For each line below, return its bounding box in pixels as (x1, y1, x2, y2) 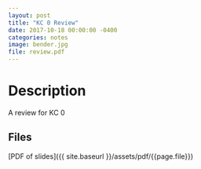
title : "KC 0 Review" (8, 19, 79, 27)
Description (8, 82, 86, 100)
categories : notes (8, 33, 68, 42)
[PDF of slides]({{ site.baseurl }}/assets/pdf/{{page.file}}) (8, 151, 194, 161)
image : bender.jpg (8, 41, 68, 49)
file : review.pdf (8, 48, 65, 56)
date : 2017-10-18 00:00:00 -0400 (8, 26, 118, 34)
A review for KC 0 (8, 108, 65, 117)
